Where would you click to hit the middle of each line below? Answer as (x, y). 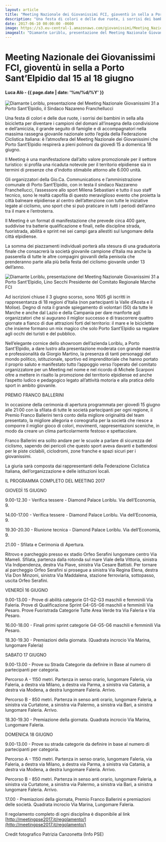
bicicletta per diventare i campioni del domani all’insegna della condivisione (82, 123)
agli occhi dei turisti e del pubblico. (41, 334)
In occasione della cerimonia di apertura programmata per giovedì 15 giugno (83, 405)
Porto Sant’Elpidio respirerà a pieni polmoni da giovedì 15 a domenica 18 (78, 145)
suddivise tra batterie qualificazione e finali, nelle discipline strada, (73, 226)
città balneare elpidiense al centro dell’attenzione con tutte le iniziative (77, 201)
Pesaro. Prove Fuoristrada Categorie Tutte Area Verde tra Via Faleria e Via (80, 611)
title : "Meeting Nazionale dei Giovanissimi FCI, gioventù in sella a (79, 14)
